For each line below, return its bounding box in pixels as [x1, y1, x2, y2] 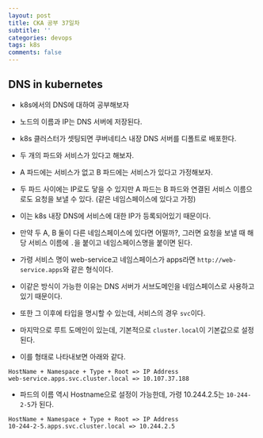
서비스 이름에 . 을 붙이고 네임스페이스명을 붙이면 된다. [28, 237, 192, 247]
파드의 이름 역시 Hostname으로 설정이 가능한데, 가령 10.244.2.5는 [19, 390, 225, 399]
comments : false [8, 48, 62, 56]
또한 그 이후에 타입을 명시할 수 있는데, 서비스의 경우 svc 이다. [19, 308, 206, 317]
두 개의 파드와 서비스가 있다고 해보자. [19, 150, 135, 159]
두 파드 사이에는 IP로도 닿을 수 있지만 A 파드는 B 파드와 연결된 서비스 [19, 184, 232, 194]
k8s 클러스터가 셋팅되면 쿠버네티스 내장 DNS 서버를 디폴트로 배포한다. [19, 133, 237, 143]
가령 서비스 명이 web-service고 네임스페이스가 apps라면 [19, 255, 196, 264]
